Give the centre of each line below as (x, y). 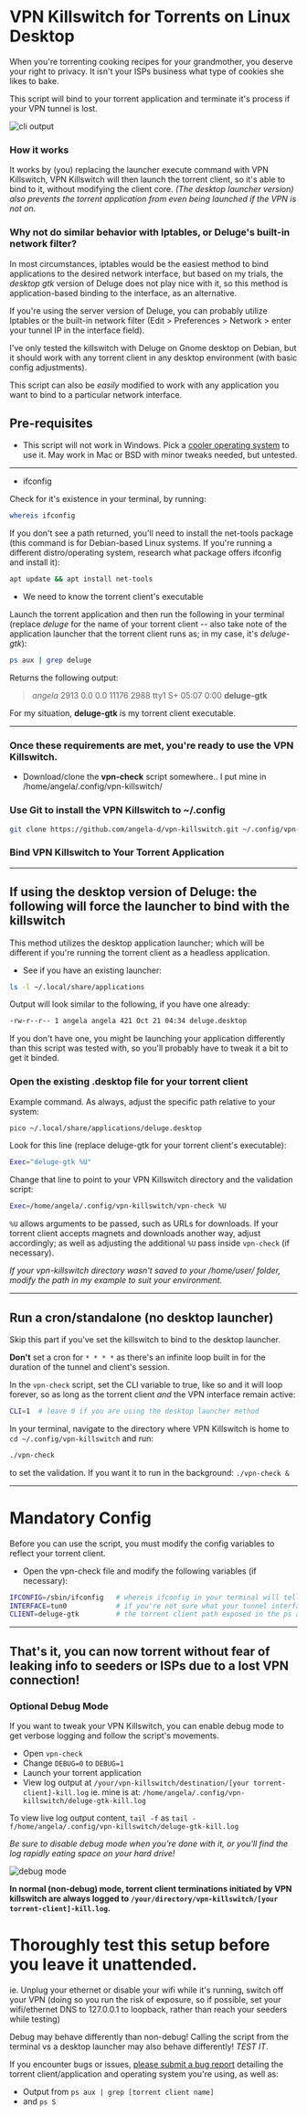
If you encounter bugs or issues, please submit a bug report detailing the (147, 2064)
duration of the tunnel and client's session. (90, 1367)
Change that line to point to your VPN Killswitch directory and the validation (152, 1180)
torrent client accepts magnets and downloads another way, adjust (135, 1234)
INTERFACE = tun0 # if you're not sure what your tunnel (138, 1606)
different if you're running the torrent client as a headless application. (140, 952)
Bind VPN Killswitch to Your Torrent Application (117, 852)
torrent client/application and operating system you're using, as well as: (144, 2074)
